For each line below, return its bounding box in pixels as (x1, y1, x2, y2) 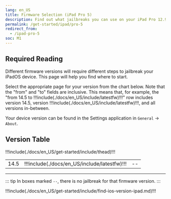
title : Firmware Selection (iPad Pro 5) (5, 12, 93, 17)
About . (5, 120, 18, 126)
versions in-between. (5, 105, 50, 111)
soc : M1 (5, 36, 22, 41)
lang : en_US (5, 7, 31, 13)
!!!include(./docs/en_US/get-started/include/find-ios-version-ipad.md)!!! (5, 188, 156, 194)
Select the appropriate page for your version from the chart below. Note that (5, 83, 165, 90)
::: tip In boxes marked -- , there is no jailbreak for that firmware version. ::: (5, 178, 161, 184)
